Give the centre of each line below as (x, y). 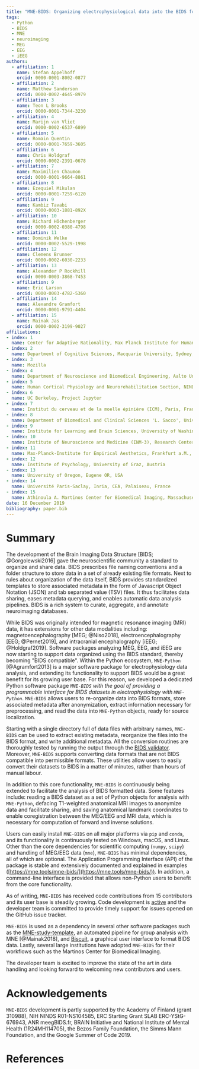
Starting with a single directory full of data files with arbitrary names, (90, 729)
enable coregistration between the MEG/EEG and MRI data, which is (89, 816)
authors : (17, 61)
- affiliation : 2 (33, 84)
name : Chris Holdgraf (43, 155)
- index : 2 (20, 349)
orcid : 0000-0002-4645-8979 (51, 94)
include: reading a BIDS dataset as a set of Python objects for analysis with (98, 797)
